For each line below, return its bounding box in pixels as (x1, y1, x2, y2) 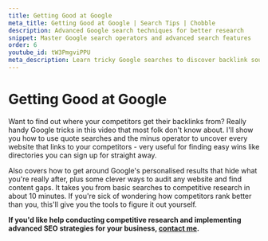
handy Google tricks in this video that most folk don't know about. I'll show (8, 125, 254, 134)
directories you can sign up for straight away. (8, 150, 157, 160)
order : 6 (8, 41, 37, 49)
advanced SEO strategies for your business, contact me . (8, 224, 199, 233)
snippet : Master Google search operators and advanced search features (8, 33, 251, 42)
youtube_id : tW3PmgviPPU (8, 49, 91, 56)
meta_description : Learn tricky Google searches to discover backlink (8, 56, 248, 64)
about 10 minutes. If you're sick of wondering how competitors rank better (8, 191, 252, 200)
